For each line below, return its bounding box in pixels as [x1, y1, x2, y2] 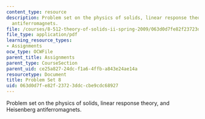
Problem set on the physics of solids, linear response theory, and [6, 99, 170, 107]
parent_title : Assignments [6, 54, 75, 60]
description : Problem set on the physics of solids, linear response [6, 15, 187, 21]
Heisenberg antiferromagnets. [6, 106, 82, 113]
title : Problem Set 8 [6, 77, 62, 83]
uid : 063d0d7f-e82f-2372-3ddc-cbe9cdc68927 [6, 83, 119, 89]
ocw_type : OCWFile [6, 49, 53, 55]
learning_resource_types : [6, 37, 72, 43]
